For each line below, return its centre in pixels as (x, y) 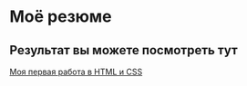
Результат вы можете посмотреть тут (124, 50)
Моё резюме (61, 17)
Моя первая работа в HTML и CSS (76, 72)
